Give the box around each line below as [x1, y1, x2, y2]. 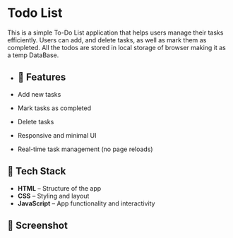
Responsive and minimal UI [17, 131, 97, 139]
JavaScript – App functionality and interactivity [17, 199, 155, 208]
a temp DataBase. [7, 51, 59, 59]
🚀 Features [17, 71, 66, 83]
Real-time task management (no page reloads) [17, 145, 153, 153]
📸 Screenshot [7, 219, 68, 231]
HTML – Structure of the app [17, 184, 102, 192]
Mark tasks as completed [17, 104, 92, 112]
